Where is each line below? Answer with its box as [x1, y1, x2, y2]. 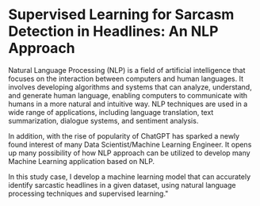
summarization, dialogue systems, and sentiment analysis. [8, 116, 199, 125]
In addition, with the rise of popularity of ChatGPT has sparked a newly [8, 131, 240, 140]
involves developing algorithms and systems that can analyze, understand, [8, 82, 252, 92]
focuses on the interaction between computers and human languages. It [8, 74, 244, 83]
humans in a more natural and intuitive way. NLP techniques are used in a [8, 99, 248, 109]
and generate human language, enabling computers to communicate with [8, 90, 248, 100]
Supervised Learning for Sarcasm [8, 6, 235, 24]
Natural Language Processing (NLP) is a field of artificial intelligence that [8, 65, 246, 74]
